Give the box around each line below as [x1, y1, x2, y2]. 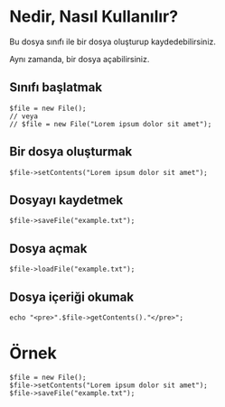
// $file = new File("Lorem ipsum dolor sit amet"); [9, 119, 212, 128]
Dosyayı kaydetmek [9, 192, 124, 208]
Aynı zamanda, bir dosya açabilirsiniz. [9, 53, 150, 64]
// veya [9, 111, 39, 121]
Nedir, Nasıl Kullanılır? [9, 6, 179, 27]
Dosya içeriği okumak [9, 289, 134, 304]
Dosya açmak [9, 241, 88, 256]
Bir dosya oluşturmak [9, 144, 133, 160]
